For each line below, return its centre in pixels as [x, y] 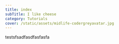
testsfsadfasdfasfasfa [27, 37]
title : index [19, 10]
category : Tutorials [27, 19]
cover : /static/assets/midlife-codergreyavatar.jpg [59, 23]
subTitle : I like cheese [31, 14]
